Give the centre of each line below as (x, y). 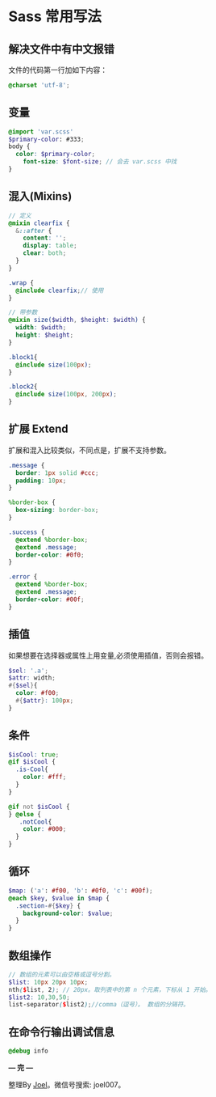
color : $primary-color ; (55, 155)
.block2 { (23, 387)
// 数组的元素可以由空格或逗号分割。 (62, 974)
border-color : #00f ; (50, 599)
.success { (27, 532)
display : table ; (50, 246)
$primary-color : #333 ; (46, 139)
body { (19, 146)
